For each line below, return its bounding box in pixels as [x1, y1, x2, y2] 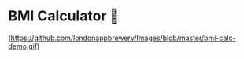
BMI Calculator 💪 [8, 7, 120, 25]
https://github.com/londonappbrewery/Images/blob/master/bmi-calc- [10, 33, 236, 42]
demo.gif [8, 41, 38, 50]
